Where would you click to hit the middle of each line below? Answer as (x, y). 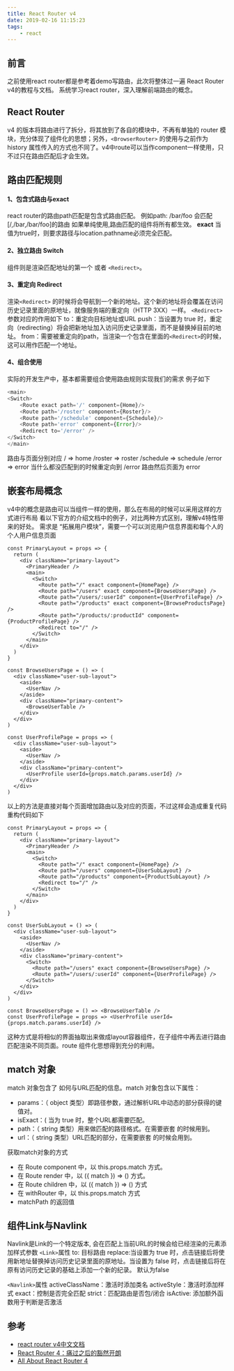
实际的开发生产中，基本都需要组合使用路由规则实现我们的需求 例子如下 (109, 379)
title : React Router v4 (42, 14)
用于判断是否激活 (38, 1302)
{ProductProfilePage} (39, 621)
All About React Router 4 (53, 1361)
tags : (15, 26)
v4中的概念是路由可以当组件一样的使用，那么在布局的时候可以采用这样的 (111, 509)
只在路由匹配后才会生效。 (56, 156)
